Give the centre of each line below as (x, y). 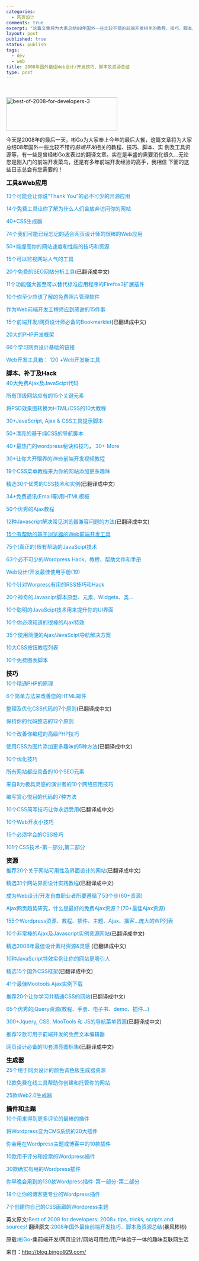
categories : (21, 12)
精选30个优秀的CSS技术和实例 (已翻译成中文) (61, 484)
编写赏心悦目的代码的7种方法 (41, 797)
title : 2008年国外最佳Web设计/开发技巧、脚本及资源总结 (68, 67)
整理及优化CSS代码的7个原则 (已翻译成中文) (59, 709)
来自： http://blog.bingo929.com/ (46, 1252)
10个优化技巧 (22, 759)
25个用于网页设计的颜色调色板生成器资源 (56, 1070)
